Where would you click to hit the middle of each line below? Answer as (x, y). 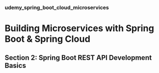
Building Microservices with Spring (79, 28)
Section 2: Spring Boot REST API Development (78, 58)
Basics (15, 65)
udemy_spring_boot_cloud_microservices (57, 8)
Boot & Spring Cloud (48, 39)
